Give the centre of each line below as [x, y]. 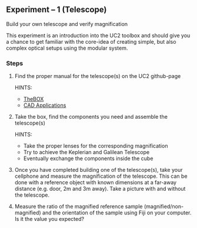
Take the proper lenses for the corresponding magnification [96, 146]
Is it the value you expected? [49, 219]
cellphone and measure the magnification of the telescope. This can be [101, 176]
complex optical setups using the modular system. [67, 48]
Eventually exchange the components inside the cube [88, 158]
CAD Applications [45, 105]
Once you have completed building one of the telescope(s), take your [98, 170]
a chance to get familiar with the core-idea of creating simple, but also [91, 41]
